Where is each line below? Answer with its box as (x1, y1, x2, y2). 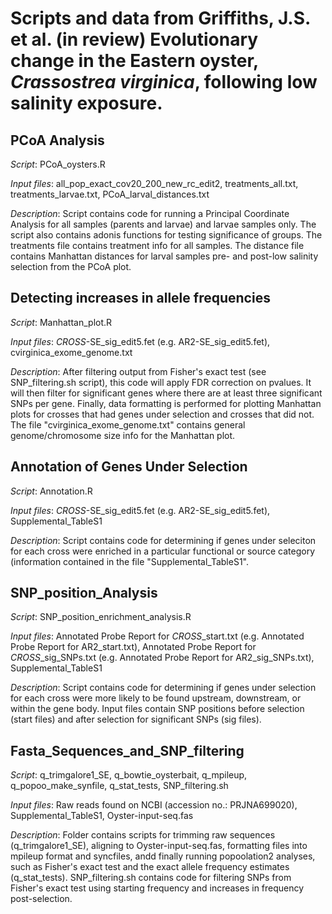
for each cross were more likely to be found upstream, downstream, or (10, 692, 302, 704)
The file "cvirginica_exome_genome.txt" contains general (10, 418, 246, 431)
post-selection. (10, 893, 73, 905)
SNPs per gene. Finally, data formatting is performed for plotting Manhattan (10, 397, 322, 409)
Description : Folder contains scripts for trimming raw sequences (10, 829, 276, 841)
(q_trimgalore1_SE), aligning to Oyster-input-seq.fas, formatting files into (10, 840, 308, 852)
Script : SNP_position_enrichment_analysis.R (10, 611, 192, 623)
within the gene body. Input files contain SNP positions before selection (10, 703, 305, 715)
